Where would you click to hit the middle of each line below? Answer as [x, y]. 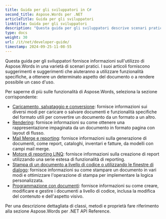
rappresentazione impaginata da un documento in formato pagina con [83, 128]
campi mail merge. [31, 148]
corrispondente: [21, 97]
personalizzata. [28, 180]
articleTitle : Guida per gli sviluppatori [49, 19]
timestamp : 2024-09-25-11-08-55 [38, 47]
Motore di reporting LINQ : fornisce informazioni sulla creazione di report [86, 154]
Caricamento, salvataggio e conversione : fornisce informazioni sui [80, 106]
